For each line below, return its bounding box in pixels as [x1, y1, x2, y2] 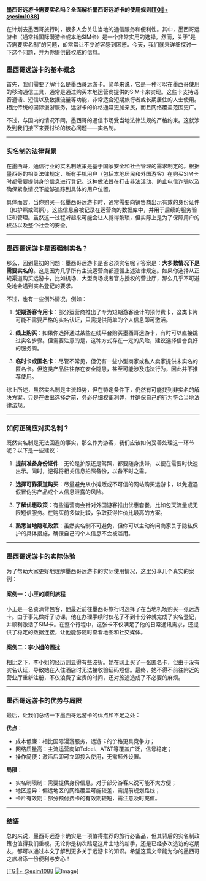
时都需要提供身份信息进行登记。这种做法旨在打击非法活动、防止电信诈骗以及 [6, 178, 200, 185]
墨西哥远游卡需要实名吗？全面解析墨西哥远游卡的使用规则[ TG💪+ [6, 6, 169, 13]
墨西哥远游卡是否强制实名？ [6, 244, 88, 253]
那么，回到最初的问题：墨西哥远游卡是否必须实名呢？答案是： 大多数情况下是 [6, 259, 200, 266]
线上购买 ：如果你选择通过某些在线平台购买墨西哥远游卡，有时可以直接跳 [15, 329, 198, 336]
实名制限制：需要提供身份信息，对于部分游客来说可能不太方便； [15, 779, 177, 786]
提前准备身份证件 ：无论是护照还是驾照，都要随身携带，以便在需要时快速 [15, 460, 198, 467]
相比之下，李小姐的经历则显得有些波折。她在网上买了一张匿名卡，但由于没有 [6, 658, 200, 666]
